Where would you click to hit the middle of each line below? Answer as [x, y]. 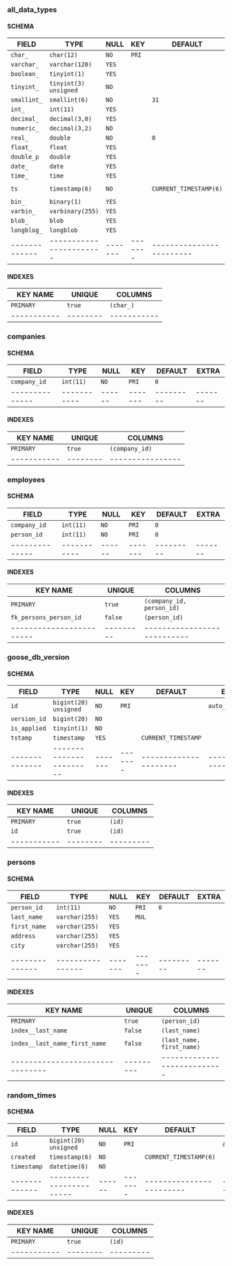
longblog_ [27, 230]
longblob [64, 230]
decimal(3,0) [70, 119]
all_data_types [32, 10]
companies [27, 336]
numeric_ [25, 128]
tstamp [21, 738]
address [23, 936]
